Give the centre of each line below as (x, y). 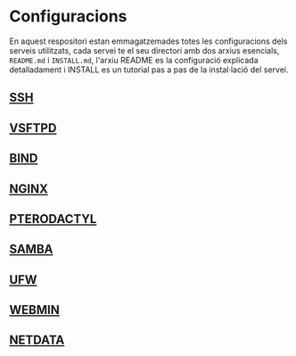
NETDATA (37, 340)
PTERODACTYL (53, 219)
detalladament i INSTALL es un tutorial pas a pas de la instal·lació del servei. (149, 70)
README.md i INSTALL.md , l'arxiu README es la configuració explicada (134, 60)
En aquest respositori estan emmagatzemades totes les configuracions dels (148, 41)
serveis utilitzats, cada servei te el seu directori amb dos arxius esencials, (144, 50)
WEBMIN (34, 310)
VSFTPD (33, 128)
